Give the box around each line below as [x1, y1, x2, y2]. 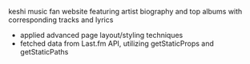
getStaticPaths [19, 47, 69, 56]
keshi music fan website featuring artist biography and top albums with [8, 7, 243, 16]
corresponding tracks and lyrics [8, 15, 114, 24]
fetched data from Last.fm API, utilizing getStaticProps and [19, 39, 215, 48]
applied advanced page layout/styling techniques [19, 31, 183, 40]
